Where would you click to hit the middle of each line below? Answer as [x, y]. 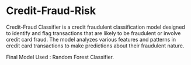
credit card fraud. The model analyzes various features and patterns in [91, 39]
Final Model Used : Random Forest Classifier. [60, 57]
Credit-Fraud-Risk [51, 11]
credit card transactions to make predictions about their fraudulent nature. [95, 46]
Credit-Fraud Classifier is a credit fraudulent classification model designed [95, 27]
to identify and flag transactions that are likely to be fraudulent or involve [93, 33]
